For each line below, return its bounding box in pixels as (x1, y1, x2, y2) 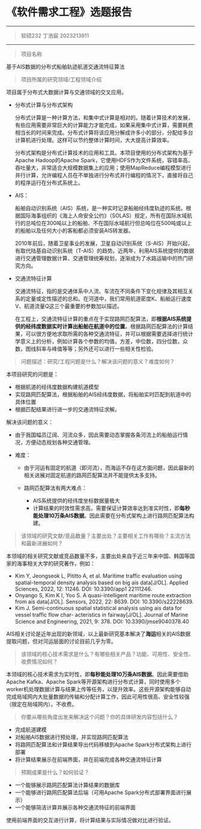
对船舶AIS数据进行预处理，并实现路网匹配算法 (14, 733, 129, 740)
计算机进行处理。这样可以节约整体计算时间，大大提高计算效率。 (14, 136, 172, 144)
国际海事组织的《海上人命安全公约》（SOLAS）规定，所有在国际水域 (20, 212, 187, 219)
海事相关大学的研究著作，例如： (16, 560, 96, 567)
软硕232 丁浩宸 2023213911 (20, 32, 89, 39)
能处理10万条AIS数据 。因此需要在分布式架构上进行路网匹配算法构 (32, 512, 194, 519)
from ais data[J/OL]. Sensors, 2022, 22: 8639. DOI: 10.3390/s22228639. (14, 598, 194, 605)
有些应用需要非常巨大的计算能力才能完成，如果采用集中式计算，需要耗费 (14, 121, 193, 129)
